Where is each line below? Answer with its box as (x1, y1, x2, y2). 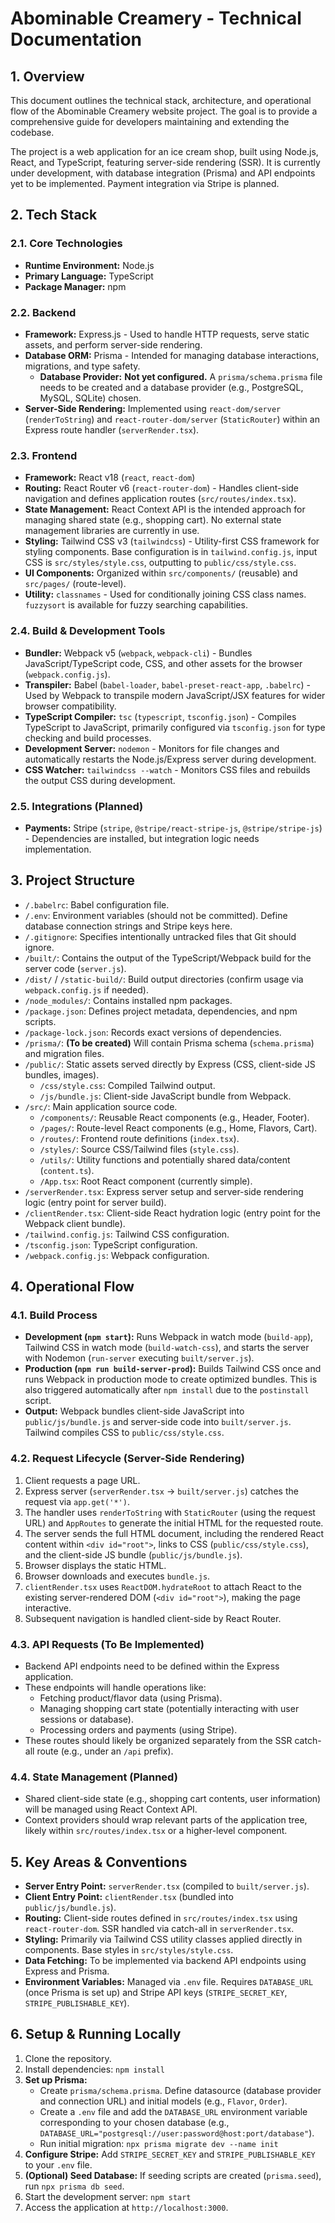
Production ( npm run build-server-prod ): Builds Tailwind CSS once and (24, 1363, 322, 1375)
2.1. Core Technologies (10, 237, 123, 251)
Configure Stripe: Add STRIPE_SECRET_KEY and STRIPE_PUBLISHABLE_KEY (24, 2148, 316, 2160)
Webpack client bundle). (24, 1217, 126, 1229)
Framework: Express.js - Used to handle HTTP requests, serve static (24, 328, 310, 340)
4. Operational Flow (10, 1278, 135, 1296)
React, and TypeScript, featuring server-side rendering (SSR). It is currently (10, 157, 321, 168)
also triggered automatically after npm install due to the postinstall (24, 1384, 310, 1396)
